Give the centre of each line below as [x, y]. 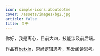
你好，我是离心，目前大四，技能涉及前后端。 [52, 38]
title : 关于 [17, 24]
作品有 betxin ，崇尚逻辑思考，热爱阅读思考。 [51, 49]
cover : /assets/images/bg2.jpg [38, 14]
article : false [21, 19]
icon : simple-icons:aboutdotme [38, 10]
